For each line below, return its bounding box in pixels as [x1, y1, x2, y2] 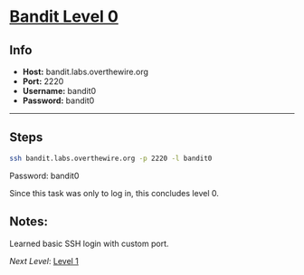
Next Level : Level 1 [9, 255, 80, 266]
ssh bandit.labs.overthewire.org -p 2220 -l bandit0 [9, 154, 213, 163]
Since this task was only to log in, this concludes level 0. [9, 187, 219, 198]
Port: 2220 [22, 76, 64, 87]
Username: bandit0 [22, 86, 97, 96]
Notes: [9, 214, 48, 230]
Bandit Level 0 [9, 6, 119, 27]
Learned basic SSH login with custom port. [9, 238, 169, 249]
